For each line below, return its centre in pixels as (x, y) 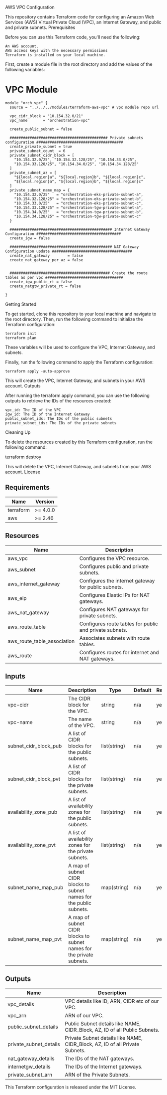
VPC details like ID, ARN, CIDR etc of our (112, 1001)
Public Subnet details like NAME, (103, 1024)
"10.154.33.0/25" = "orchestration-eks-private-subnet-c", (79, 203)
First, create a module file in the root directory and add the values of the (79, 64)
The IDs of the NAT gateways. (100, 1059)
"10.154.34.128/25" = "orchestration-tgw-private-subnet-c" (78, 216)
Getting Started (21, 304)
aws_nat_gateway (29, 612)
